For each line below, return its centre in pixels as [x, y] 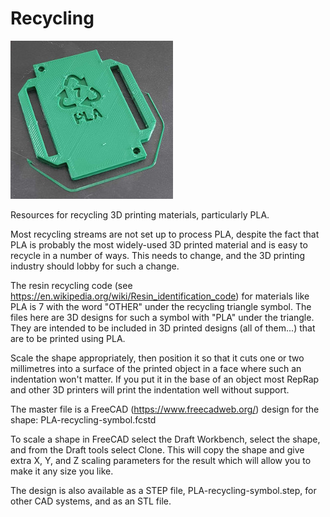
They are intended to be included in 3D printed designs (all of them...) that [163, 328]
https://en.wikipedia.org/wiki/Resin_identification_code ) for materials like [160, 296]
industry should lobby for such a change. [95, 266]
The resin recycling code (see [71, 285]
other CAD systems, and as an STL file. [91, 501]
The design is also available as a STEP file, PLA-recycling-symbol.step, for [163, 490]
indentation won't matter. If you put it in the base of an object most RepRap [165, 379]
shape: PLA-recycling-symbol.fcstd [83, 419]
